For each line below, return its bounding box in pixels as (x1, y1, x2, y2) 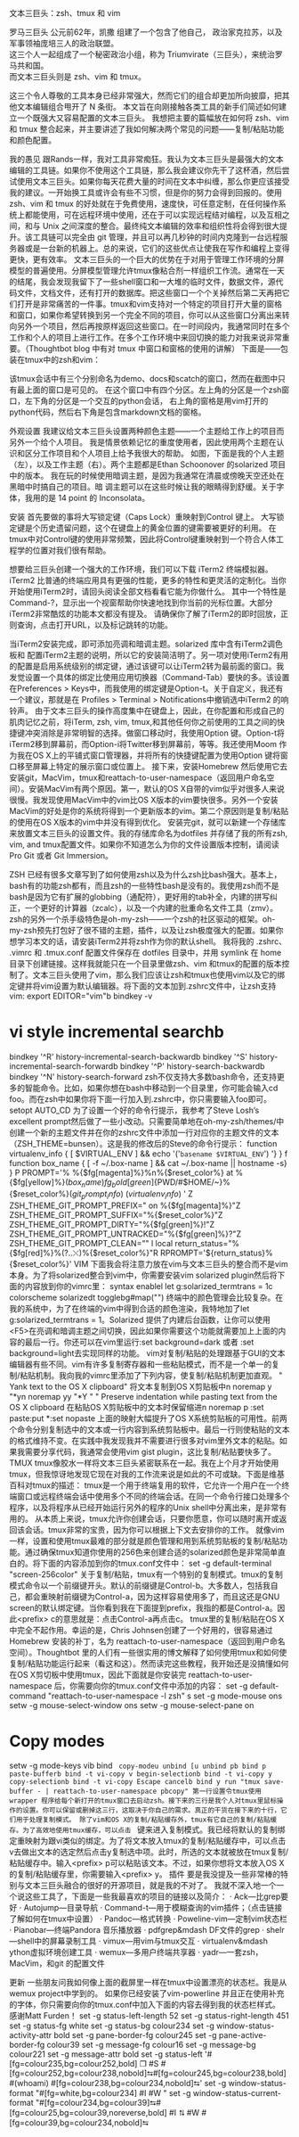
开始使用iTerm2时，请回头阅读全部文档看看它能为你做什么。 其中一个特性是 (9, 587, 287, 596)
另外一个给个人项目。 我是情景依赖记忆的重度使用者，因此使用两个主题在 (9, 437, 277, 448)
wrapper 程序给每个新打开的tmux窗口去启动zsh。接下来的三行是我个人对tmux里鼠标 (9, 1796, 278, 1805)
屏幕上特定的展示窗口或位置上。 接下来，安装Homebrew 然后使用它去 (32, 761, 288, 771)
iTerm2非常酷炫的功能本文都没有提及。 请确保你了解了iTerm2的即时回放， (9, 609, 281, 619)
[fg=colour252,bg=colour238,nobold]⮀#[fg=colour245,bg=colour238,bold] (9, 2067, 287, 2079)
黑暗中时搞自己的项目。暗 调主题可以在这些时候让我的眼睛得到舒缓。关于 (9, 481, 277, 492)
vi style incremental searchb (9, 1022, 224, 1042)
